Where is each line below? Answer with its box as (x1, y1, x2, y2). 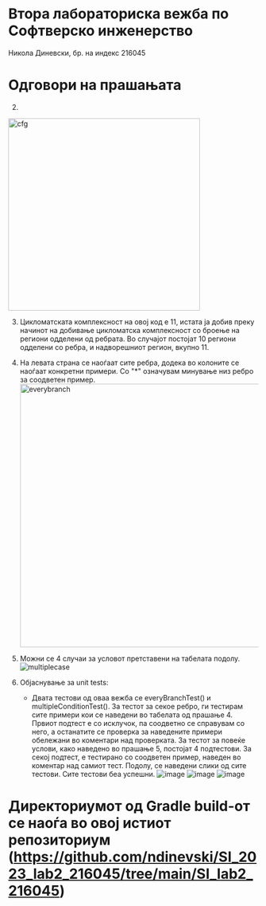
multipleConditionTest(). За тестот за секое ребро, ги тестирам (31, 701, 244, 711)
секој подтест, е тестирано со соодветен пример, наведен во (31, 752, 241, 762)
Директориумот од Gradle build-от (8, 798, 251, 815)
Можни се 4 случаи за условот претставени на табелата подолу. (19, 653, 241, 663)
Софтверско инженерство (8, 22, 193, 40)
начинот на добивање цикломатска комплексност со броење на (19, 325, 240, 335)
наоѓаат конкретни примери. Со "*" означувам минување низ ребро (19, 366, 254, 375)
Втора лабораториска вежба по (8, 5, 229, 23)
